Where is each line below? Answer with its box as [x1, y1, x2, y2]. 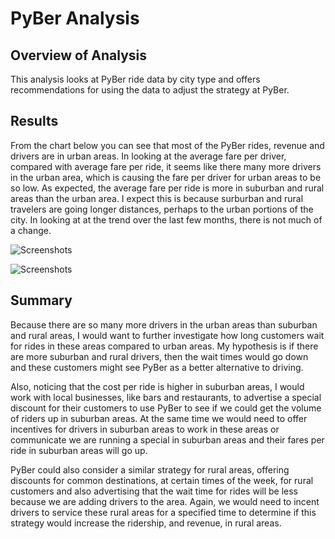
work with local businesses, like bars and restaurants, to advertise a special [10, 391, 322, 403]
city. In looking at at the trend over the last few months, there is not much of [10, 213, 323, 226]
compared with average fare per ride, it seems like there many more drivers [10, 160, 322, 172]
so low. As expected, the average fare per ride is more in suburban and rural [10, 182, 325, 194]
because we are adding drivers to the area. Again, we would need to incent [10, 495, 320, 507]
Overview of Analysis [10, 47, 148, 64]
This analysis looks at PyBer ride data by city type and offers [10, 73, 261, 85]
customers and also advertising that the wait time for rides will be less [10, 485, 298, 497]
